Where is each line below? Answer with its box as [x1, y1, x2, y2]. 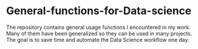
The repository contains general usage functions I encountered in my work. [6, 24, 191, 31]
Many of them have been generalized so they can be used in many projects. [6, 30, 192, 37]
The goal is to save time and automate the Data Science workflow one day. [6, 36, 190, 43]
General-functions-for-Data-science [6, 4, 191, 18]
